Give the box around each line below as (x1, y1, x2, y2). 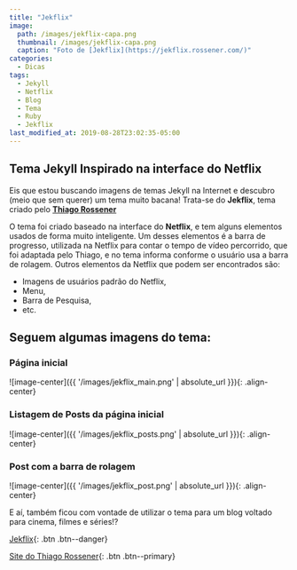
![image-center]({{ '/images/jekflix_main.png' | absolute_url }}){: (9, 376, 243, 387)
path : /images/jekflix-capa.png (17, 29, 137, 38)
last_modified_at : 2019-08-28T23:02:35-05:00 (9, 129, 180, 138)
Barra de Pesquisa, (21, 295, 91, 305)
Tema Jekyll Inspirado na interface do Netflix (9, 162, 262, 177)
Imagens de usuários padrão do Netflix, (21, 276, 167, 287)
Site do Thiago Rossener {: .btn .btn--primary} (9, 550, 176, 561)
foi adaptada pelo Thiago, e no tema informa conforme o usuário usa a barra (9, 249, 289, 260)
